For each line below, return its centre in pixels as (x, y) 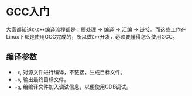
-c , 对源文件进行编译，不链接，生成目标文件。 (70, 72)
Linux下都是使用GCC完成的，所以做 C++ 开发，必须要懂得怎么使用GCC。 (92, 36)
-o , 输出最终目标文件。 (42, 79)
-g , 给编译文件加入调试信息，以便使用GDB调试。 (73, 87)
